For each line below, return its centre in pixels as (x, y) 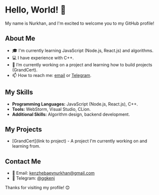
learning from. (26, 146)
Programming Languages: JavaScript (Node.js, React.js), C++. (75, 104)
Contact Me (23, 161)
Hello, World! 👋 (36, 10)
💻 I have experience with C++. (43, 58)
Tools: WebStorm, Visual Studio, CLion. (51, 109)
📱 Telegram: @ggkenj (33, 178)
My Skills (19, 92)
